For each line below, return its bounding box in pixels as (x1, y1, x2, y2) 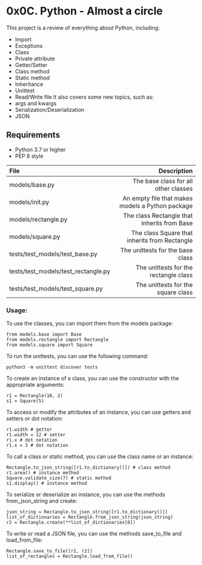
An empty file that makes (122, 194, 193, 202)
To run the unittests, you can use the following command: (6, 353, 148, 360)
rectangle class (149, 271, 193, 279)
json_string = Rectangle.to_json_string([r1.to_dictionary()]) (6, 509, 168, 515)
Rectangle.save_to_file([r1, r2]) (6, 548, 93, 554)
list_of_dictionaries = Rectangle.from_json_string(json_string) (6, 514, 173, 520)
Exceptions (14, 42, 43, 49)
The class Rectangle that (123, 211, 193, 220)
